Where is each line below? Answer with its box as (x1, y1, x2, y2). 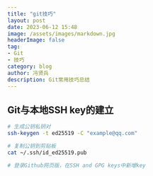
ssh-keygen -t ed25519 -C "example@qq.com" (7, 130, 138, 137)
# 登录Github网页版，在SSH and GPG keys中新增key (7, 162, 147, 169)
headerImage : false (7, 37, 65, 44)
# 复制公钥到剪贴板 (7, 142, 57, 149)
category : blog (7, 63, 52, 70)
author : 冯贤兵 (7, 69, 49, 76)
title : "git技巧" (7, 10, 57, 18)
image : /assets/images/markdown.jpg (7, 30, 115, 37)
